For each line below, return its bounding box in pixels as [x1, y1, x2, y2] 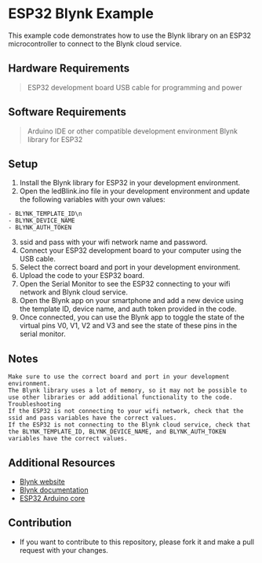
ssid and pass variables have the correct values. [8, 414, 177, 422]
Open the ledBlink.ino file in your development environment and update [19, 186, 250, 196]
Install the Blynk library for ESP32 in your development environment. [19, 178, 241, 188]
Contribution [8, 516, 72, 530]
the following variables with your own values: [19, 195, 166, 204]
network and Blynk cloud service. [19, 287, 128, 297]
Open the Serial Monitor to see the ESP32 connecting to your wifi [19, 280, 231, 289]
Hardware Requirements [8, 62, 130, 75]
